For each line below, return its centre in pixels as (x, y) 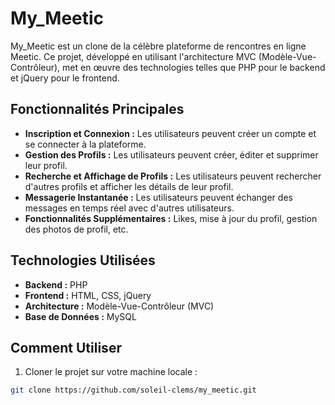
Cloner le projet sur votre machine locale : (111, 372)
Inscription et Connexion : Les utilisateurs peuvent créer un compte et (170, 133)
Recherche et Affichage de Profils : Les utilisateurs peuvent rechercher (173, 176)
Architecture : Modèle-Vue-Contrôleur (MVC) (119, 306)
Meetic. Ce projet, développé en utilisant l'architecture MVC (133, 56)
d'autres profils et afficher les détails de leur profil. (129, 186)
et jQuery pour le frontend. (65, 78)
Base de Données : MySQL (80, 316)
